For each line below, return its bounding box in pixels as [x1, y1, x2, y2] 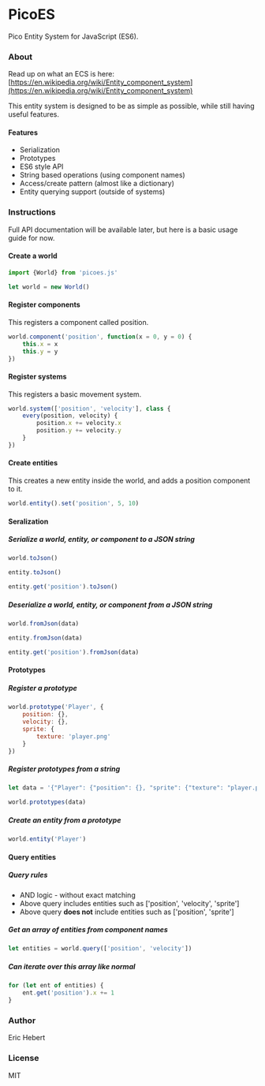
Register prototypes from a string [8, 763, 121, 774]
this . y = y [22, 347, 58, 356]
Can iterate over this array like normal [8, 961, 136, 971]
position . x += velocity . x [36, 420, 122, 427]
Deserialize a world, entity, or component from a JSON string [8, 599, 213, 609]
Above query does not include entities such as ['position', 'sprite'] [19, 907, 234, 916]
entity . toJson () [8, 569, 62, 577]
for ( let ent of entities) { [8, 982, 104, 990]
